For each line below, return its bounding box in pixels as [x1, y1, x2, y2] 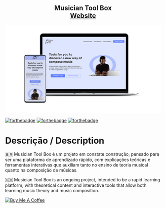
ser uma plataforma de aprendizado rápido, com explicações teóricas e [5, 157, 151, 163]
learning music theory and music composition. [5, 188, 100, 194]
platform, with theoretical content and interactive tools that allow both [5, 182, 147, 188]
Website [70, 12, 96, 20]
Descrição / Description [5, 135, 105, 146]
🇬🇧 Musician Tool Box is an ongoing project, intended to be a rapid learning [5, 177, 161, 183]
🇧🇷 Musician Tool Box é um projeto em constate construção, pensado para [5, 151, 160, 157]
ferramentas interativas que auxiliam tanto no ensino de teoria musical [5, 162, 148, 168]
